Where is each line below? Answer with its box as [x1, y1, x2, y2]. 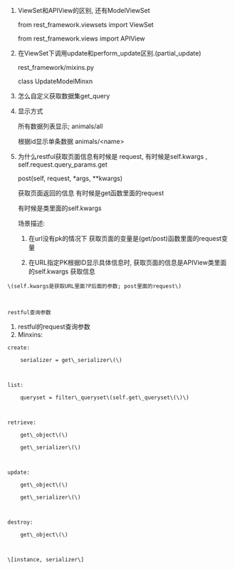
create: [7, 344, 31, 351]
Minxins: [17, 331, 43, 338]
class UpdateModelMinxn [17, 77, 93, 85]
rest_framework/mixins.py [17, 63, 95, 71]
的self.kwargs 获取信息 [28, 267, 95, 276]
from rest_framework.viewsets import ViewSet [17, 21, 155, 28]
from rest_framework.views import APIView [17, 34, 145, 43]
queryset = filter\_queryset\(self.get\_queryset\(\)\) [20, 394, 190, 401]
